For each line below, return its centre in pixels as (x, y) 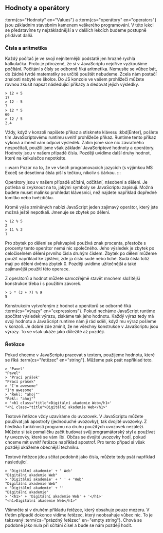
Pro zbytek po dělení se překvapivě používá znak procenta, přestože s (75, 243)
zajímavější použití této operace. (37, 269)
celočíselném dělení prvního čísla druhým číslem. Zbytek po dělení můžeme (81, 253)
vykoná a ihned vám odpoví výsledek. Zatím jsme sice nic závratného (75, 143)
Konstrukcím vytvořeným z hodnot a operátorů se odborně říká (68, 306)
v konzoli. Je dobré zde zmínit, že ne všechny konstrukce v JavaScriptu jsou (82, 326)
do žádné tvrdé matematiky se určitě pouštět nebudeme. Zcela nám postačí (81, 74)
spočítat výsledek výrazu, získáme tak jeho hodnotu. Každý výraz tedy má (80, 316)
